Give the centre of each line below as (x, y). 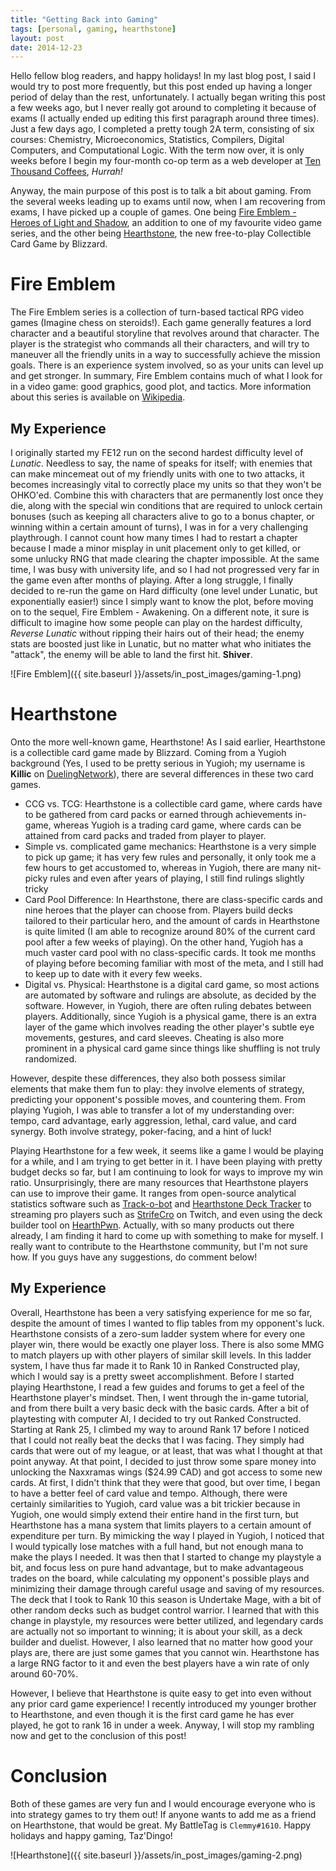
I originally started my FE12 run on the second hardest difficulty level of (157, 452)
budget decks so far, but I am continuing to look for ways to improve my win (166, 1172)
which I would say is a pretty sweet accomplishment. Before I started (152, 1376)
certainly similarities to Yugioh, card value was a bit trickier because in (155, 1503)
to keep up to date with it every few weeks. (113, 973)
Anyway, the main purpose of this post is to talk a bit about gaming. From (161, 191)
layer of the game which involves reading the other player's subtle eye (169, 1027)
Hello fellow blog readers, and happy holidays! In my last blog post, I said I (163, 76)
